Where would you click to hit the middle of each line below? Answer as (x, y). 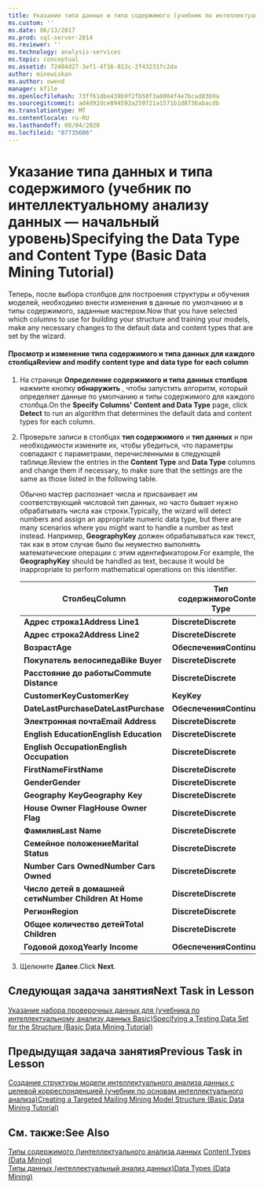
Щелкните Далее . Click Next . (68, 966)
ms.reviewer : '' (35, 45)
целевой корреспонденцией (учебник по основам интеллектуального (126, 1091)
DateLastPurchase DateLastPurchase (94, 708)
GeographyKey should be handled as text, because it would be (122, 561)
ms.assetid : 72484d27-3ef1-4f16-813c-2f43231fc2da (93, 67)
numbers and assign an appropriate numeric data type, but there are (130, 519)
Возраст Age (48, 647)
